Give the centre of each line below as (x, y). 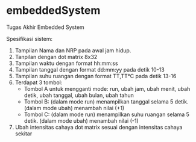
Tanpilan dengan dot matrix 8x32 (56, 57)
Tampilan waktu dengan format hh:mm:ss (67, 63)
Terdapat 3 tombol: (39, 82)
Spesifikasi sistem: (30, 39)
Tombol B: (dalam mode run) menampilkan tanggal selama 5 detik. (106, 101)
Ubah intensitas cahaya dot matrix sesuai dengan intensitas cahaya (99, 127)
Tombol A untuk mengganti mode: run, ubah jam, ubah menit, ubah (107, 88)
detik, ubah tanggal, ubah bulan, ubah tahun (79, 95)
